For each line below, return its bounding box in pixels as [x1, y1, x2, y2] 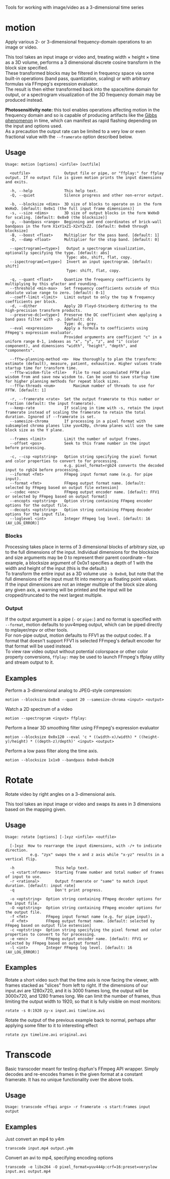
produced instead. [5, 97, 44, 103]
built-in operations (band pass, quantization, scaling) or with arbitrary [5, 75, 150, 82]
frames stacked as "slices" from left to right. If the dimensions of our [5, 982, 148, 988]
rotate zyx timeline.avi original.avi [5, 1032, 87, 1037]
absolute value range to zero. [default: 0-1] [5, 290, 105, 295]
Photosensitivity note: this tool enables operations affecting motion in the [5, 106, 160, 113]
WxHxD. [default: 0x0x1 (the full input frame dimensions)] [5, 206, 135, 211]
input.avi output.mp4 [5, 1169, 51, 1174]
